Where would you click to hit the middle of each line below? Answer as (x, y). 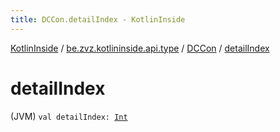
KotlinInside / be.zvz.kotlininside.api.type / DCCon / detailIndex (140, 48)
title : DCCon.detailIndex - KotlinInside (98, 19)
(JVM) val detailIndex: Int (69, 116)
